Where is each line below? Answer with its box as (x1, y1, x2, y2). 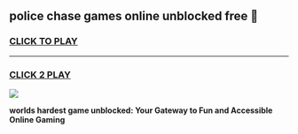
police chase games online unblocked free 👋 (9, 9, 259, 24)
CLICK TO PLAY (9, 35, 78, 48)
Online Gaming (9, 114, 66, 124)
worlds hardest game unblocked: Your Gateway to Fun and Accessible (9, 105, 273, 115)
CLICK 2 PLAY (9, 68, 71, 80)
